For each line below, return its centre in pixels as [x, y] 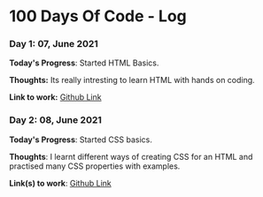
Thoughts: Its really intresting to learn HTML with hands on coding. [132, 80]
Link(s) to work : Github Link [61, 183]
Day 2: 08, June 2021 [55, 120]
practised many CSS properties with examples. [95, 166]
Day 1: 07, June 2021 [54, 44]
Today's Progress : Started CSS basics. [81, 140]
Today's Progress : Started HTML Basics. [84, 63]
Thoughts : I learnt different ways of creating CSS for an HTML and [131, 156]
